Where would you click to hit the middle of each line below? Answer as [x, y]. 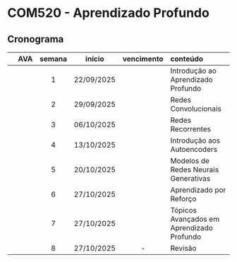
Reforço [183, 199]
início [95, 59]
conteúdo [187, 59]
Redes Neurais [195, 169]
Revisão [183, 248]
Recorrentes [191, 129]
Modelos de [190, 161]
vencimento [143, 59]
